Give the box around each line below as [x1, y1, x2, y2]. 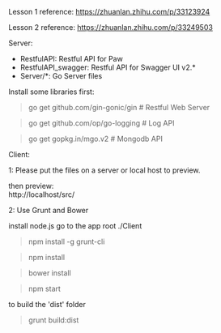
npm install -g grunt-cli [28, 237, 105, 246]
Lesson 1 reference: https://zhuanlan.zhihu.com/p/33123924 [8, 7, 210, 16]
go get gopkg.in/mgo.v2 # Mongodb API [28, 134, 164, 143]
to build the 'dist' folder [8, 300, 87, 309]
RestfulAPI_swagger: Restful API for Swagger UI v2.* [19, 62, 196, 72]
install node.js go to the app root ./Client [8, 221, 142, 230]
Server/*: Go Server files [19, 71, 103, 80]
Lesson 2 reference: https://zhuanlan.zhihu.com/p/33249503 [8, 23, 213, 32]
